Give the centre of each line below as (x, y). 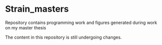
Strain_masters (37, 9)
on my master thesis (26, 27)
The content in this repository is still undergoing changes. (64, 37)
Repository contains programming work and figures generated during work (81, 22)
